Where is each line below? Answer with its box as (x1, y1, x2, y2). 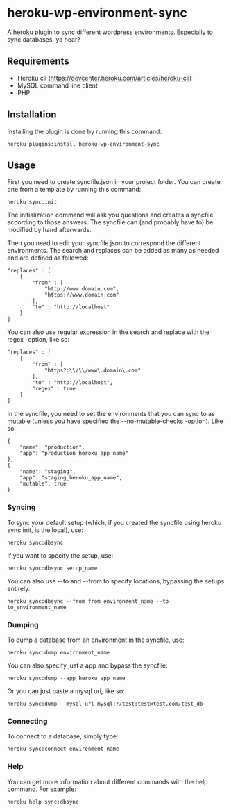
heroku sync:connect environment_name (7, 745, 119, 753)
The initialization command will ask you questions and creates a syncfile (7, 210, 214, 219)
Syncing (7, 502, 36, 512)
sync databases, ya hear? (7, 35, 81, 43)
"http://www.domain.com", (44, 285, 119, 292)
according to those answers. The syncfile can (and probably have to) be (7, 218, 214, 226)
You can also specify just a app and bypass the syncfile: (7, 661, 168, 670)
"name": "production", (19, 444, 85, 451)
